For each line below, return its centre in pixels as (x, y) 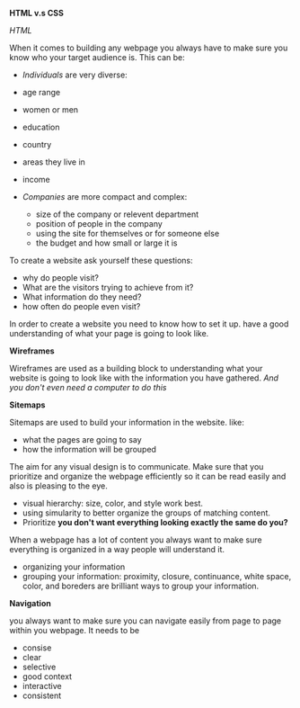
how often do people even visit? (81, 306)
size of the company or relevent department (117, 214)
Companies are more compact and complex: (105, 197)
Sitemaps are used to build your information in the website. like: (127, 422)
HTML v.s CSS (37, 13)
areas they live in (53, 162)
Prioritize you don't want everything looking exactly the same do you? (155, 522)
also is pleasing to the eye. (58, 486)
